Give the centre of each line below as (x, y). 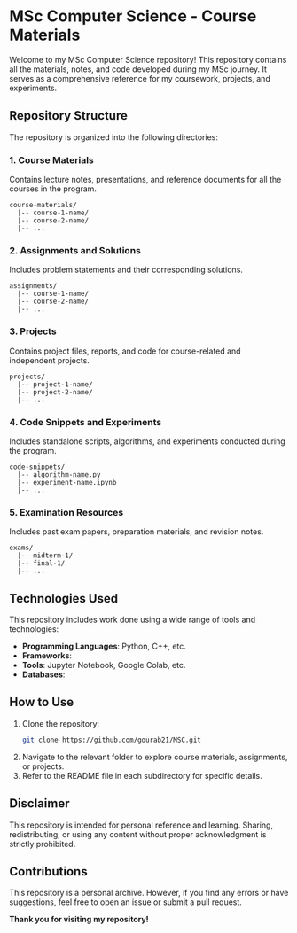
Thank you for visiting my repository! (79, 920)
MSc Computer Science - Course (133, 16)
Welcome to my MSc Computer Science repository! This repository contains (148, 59)
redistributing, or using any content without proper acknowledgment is (138, 834)
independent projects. (50, 360)
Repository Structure (69, 116)
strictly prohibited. (43, 844)
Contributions (48, 871)
